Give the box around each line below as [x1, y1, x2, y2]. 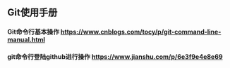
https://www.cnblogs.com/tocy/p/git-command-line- [60, 27, 222, 36]
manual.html [7, 35, 46, 43]
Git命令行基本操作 [7, 27, 60, 36]
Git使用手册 [7, 6, 58, 19]
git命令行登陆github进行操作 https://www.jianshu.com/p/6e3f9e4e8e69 [7, 52, 224, 61]
